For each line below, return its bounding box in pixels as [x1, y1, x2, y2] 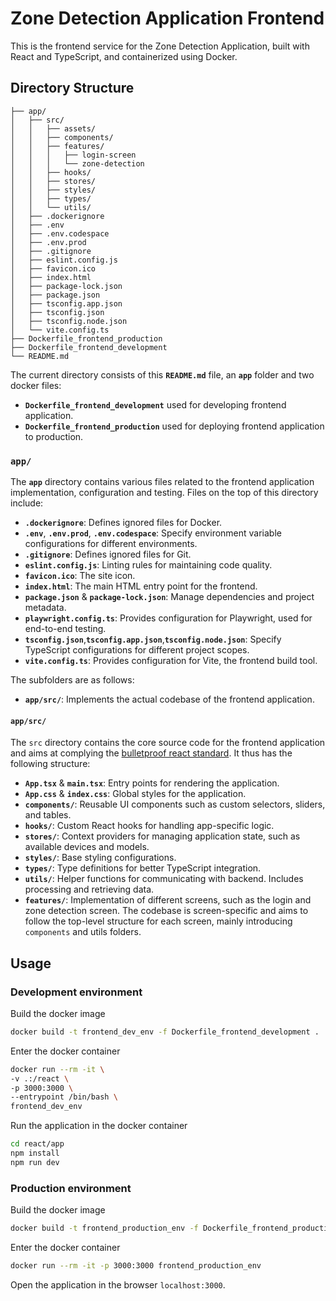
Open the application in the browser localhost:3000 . [10, 1278, 226, 1291]
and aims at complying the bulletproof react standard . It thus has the [10, 747, 293, 759]
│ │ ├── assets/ [10, 123, 97, 134]
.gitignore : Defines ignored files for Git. [24, 548, 192, 561]
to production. [24, 430, 84, 442]
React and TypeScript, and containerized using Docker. [10, 50, 238, 62]
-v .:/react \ [10, 1073, 70, 1084]
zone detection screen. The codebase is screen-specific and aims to [24, 905, 309, 917]
